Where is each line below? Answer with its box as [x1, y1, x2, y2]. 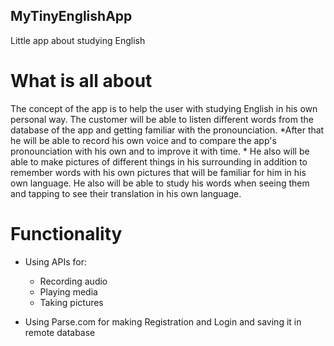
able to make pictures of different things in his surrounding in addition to [10, 155, 308, 168]
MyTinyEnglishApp [10, 8, 133, 25]
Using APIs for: [24, 255, 87, 268]
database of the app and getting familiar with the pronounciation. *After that [10, 124, 325, 136]
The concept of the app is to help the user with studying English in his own [10, 102, 318, 114]
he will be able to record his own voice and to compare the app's [10, 134, 277, 146]
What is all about [10, 70, 153, 92]
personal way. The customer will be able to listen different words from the [10, 113, 314, 125]
